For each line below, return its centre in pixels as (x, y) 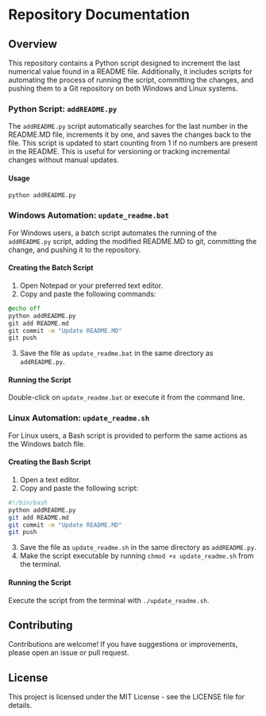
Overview (33, 44)
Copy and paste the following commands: (88, 294)
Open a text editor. (50, 479)
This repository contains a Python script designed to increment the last (124, 63)
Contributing (40, 625)
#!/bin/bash (28, 502)
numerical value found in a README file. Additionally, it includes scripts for (130, 72)
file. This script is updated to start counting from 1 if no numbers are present (133, 143)
